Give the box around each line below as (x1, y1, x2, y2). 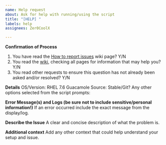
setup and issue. (5, 135, 39, 141)
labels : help (5, 21, 32, 26)
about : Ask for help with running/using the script (5, 12, 115, 17)
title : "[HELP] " (5, 16, 41, 21)
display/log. (5, 110, 29, 116)
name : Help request (5, 7, 46, 12)
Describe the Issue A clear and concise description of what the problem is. (5, 120, 160, 126)
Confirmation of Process (5, 44, 57, 50)
